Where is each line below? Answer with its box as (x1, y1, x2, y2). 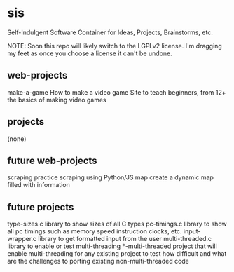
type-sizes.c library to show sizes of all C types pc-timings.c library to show (7, 219, 227, 229)
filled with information (7, 181, 70, 189)
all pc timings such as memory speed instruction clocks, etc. (7, 227, 182, 236)
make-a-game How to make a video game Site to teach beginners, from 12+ (7, 88, 226, 96)
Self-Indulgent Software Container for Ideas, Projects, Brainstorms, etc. (7, 28, 214, 36)
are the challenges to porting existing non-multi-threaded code (7, 257, 189, 266)
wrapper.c (7, 235, 37, 243)
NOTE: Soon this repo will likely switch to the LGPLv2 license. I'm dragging (7, 41, 222, 50)
